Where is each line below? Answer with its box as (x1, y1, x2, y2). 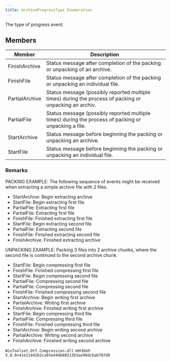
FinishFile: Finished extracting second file (12, 232, 100, 238)
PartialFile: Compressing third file (12, 316, 83, 322)
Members (5, 36, 37, 45)
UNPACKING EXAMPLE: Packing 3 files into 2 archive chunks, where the (5, 247, 157, 253)
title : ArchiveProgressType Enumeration (5, 7, 93, 13)
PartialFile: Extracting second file (12, 226, 82, 232)
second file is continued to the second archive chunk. (5, 252, 118, 258)
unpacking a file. (46, 122, 86, 129)
